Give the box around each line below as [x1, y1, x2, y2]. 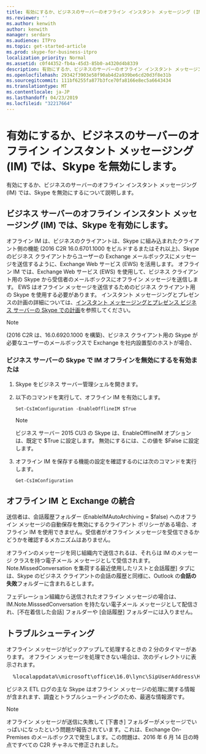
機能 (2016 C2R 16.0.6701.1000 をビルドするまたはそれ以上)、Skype [27, 245, 199, 253]
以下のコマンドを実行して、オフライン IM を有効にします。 [15, 393, 164, 401]
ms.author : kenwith [6, 20, 56, 26]
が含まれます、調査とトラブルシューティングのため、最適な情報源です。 [6, 693, 188, 701]
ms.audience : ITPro [6, 37, 56, 44]
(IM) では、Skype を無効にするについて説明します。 [6, 189, 137, 196]
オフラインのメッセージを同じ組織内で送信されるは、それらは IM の [6, 549, 177, 557]
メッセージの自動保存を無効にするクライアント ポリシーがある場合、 [18, 520, 192, 528]
